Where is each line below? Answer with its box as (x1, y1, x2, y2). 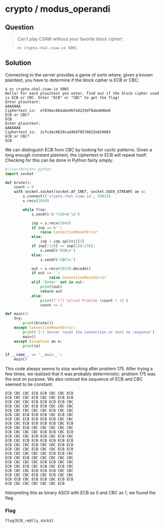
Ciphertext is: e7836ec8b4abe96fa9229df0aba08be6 (5, 108, 111, 113)
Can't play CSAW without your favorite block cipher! (17, 36, 123, 42)
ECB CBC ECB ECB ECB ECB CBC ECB (5, 421, 74, 426)
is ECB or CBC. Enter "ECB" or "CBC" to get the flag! (5, 95, 120, 100)
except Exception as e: (14, 339, 63, 344)
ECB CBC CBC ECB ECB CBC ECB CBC (5, 434, 74, 439)
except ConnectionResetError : (14, 325, 76, 330)
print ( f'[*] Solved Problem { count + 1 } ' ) (40, 298, 129, 303)
